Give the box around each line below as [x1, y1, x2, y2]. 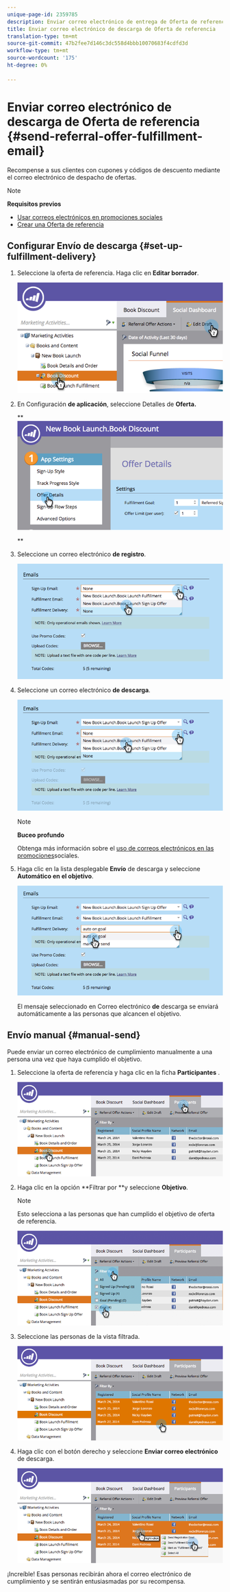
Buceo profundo [16, 831, 65, 839]
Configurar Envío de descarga [7, 240, 138, 252]
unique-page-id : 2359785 [7, 11, 78, 18]
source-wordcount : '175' [7, 55, 78, 62]
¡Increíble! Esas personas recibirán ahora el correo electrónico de [7, 1569, 192, 1578]
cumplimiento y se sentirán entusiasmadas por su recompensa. [7, 1577, 186, 1585]
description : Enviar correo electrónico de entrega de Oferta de [7, 18, 197, 25]
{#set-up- [139, 240, 183, 252]
